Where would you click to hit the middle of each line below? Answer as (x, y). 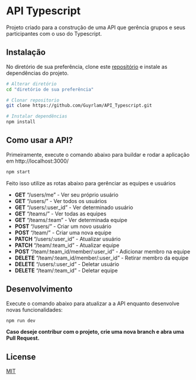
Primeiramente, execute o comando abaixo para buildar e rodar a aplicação (98, 154)
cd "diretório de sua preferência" (50, 89)
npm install (21, 122)
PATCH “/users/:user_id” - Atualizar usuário (68, 239)
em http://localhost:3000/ (38, 161)
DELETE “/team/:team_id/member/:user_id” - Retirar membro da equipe (102, 258)
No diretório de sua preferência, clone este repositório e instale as (87, 66)
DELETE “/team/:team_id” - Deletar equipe (66, 270)
